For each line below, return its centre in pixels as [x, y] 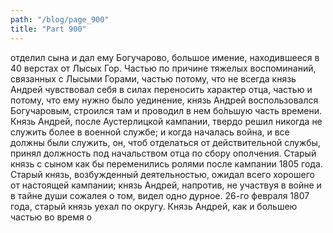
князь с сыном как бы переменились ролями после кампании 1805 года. [166, 163]
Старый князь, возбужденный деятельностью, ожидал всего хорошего [162, 174]
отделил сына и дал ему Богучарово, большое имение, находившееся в [165, 57]
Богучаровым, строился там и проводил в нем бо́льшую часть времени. [166, 110]
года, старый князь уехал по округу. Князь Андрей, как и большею [154, 206]
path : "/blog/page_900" [60, 19]
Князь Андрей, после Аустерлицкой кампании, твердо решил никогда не [166, 121]
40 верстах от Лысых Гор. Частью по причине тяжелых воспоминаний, [163, 68]
